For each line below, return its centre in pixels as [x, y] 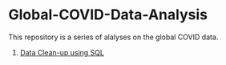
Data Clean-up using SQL [62, 52]
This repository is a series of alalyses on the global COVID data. [113, 37]
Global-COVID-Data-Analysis [108, 15]
